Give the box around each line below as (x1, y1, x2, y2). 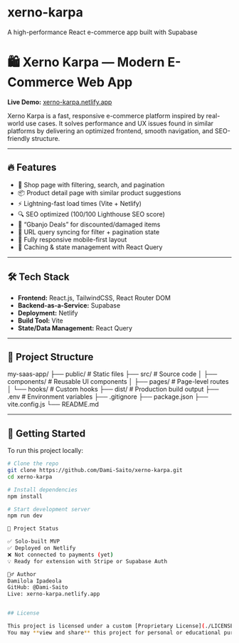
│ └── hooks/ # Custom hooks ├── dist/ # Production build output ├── (7, 385, 219, 394)
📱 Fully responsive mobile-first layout (17, 235, 127, 244)
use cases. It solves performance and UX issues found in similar (25, 119, 214, 127)
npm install (7, 493, 43, 500)
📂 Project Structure (7, 350, 94, 363)
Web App (77, 74, 133, 90)
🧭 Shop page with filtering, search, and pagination (17, 180, 165, 189)
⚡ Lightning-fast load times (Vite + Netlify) (17, 199, 142, 207)
